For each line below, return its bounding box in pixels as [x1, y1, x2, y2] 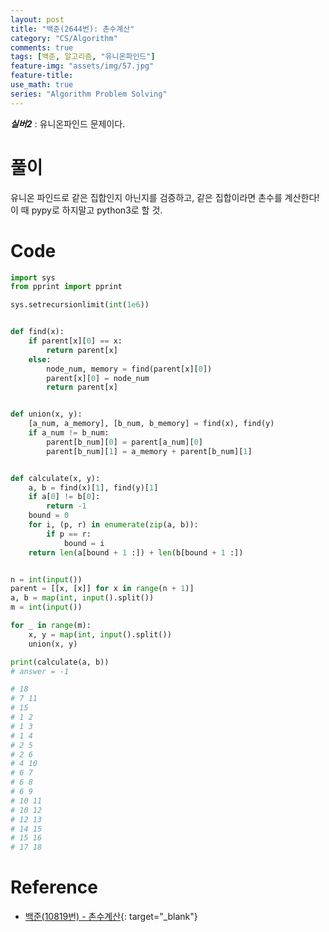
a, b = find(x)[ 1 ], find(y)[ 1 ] [28, 482, 159, 493]
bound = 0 [28, 511, 70, 521]
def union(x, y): [10, 409, 83, 420]
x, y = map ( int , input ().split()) [28, 629, 172, 640]
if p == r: [46, 529, 92, 539]
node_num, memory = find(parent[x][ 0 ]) [46, 364, 213, 374]
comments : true [10, 42, 74, 53]
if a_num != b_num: [28, 428, 110, 438]
